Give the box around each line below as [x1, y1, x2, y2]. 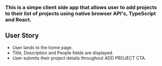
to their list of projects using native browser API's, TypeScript [5, 10, 156, 17]
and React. [5, 16, 32, 23]
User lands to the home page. [12, 44, 73, 50]
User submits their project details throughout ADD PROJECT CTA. [12, 55, 147, 61]
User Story [5, 32, 39, 40]
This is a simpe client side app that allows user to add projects [5, 4, 157, 11]
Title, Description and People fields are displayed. [12, 50, 114, 56]
